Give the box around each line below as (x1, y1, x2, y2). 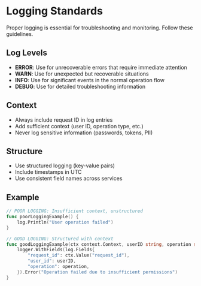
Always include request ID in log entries (14, 116, 113, 124)
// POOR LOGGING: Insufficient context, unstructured (6, 208, 144, 214)
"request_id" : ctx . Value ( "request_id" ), (28, 252, 130, 258)
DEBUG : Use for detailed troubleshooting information (14, 83, 146, 90)
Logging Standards (6, 4, 103, 18)
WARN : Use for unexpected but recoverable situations (14, 70, 149, 77)
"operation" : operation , (28, 264, 90, 270)
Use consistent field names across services (14, 175, 123, 182)
